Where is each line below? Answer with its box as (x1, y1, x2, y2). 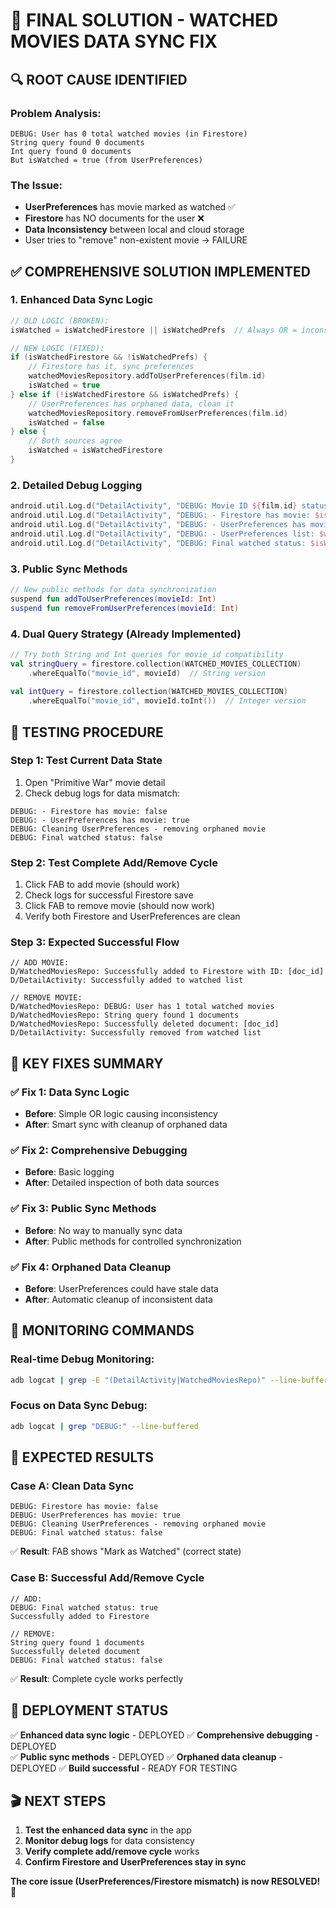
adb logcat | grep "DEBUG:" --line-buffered (10, 1421, 199, 1431)
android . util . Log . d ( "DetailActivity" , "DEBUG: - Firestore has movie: (10, 510, 311, 521)
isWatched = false (28, 417, 105, 428)
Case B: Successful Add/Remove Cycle (10, 1571, 205, 1585)
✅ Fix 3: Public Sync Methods (10, 1202, 157, 1216)
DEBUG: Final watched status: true (10, 1602, 159, 1613)
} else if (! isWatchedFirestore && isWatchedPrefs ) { (10, 389, 240, 399)
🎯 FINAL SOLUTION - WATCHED (10, 9, 279, 32)
